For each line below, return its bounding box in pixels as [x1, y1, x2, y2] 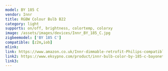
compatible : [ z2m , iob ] [5, 40, 52, 45]
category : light [5, 21, 39, 26]
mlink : [5, 44, 19, 49]
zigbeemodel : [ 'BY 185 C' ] [5, 35, 61, 40]
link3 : [5, 58, 19, 63]
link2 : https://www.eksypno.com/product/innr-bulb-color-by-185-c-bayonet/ [5, 53, 166, 59]
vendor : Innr [5, 12, 32, 17]
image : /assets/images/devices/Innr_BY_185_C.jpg [5, 30, 111, 35]
